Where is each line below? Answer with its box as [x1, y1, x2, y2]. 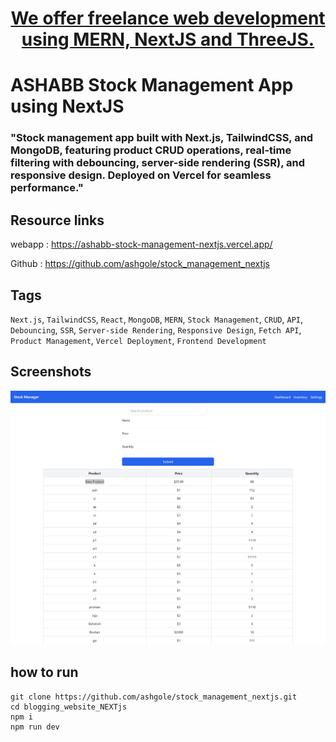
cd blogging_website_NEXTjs [10, 702, 128, 712]
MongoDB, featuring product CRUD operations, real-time [10, 143, 292, 157]
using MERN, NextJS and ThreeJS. [21, 28, 315, 51]
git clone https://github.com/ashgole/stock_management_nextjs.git [10, 692, 298, 702]
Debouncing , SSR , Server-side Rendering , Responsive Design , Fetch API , [10, 323, 302, 336]
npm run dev [10, 722, 60, 732]
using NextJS [10, 95, 125, 118]
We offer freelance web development [10, 7, 326, 30]
